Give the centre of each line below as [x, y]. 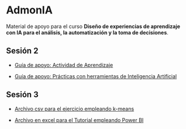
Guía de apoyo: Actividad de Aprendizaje [64, 65]
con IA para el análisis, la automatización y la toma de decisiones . [87, 32]
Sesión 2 [22, 51]
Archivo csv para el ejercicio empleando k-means [74, 109]
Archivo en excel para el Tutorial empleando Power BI [79, 120]
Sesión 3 [23, 95]
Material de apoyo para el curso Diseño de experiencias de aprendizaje [93, 26]
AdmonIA [29, 10]
